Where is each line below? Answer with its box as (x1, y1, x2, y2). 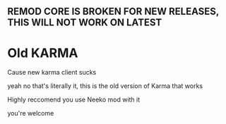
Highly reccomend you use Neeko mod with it (7, 95, 141, 104)
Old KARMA (7, 45, 78, 61)
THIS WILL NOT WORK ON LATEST (7, 17, 162, 29)
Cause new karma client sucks (7, 68, 97, 77)
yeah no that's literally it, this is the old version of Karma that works (7, 82, 203, 90)
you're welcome (7, 109, 54, 118)
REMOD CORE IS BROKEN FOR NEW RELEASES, (7, 6, 219, 18)
